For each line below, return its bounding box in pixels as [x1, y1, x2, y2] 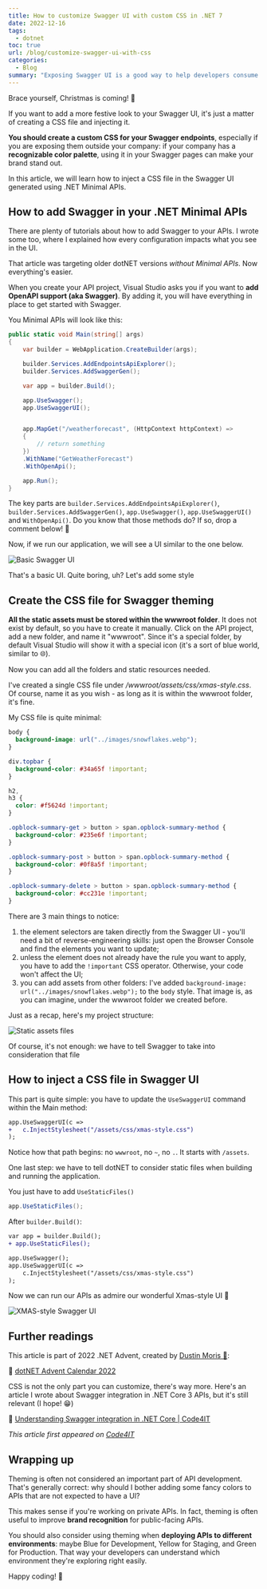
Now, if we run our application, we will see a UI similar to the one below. [8, 540, 244, 549]
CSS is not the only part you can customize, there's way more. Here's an [8, 1382, 247, 1392]
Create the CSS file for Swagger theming [8, 593, 214, 607]
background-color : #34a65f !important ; [15, 765, 148, 773]
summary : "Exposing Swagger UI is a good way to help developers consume [8, 71, 259, 79]
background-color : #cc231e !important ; [15, 890, 148, 898]
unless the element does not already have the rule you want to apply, [19, 952, 247, 962]
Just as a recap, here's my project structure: [8, 1010, 154, 1020]
